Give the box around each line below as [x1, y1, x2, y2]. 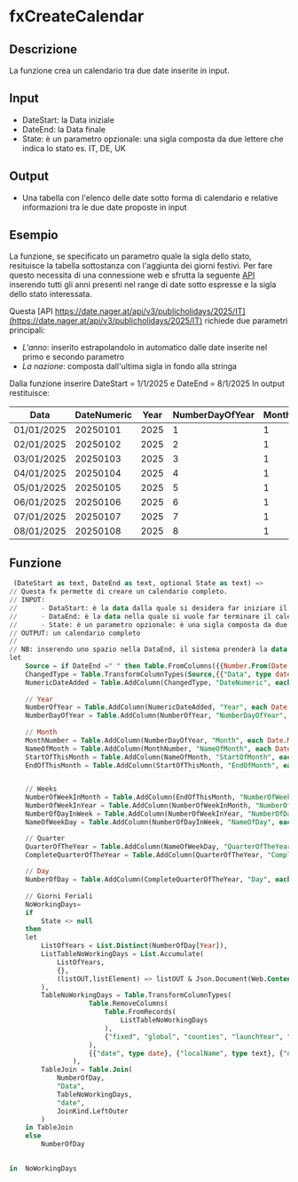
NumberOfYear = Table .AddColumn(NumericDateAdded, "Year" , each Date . [25, 703, 292, 712]
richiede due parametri [204, 316, 288, 326]
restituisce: [9, 388, 51, 398]
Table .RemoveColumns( [88, 999, 169, 1009]
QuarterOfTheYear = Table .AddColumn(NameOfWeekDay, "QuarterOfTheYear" [25, 842, 295, 851]
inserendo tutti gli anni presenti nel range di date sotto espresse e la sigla [9, 279, 277, 290]
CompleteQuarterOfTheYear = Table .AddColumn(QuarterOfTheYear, [25, 850, 264, 859]
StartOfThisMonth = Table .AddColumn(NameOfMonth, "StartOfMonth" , [25, 752, 276, 761]
